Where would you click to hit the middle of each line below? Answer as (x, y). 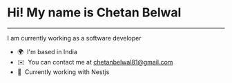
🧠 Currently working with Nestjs (63, 72)
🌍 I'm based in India (47, 51)
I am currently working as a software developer (74, 38)
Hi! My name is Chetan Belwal (94, 13)
